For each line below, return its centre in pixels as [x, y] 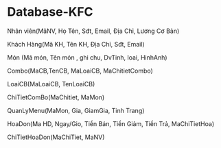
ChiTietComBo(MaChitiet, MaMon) [56, 97]
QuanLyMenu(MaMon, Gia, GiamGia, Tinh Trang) [76, 110]
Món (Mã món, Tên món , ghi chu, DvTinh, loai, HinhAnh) [87, 57]
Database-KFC [50, 12]
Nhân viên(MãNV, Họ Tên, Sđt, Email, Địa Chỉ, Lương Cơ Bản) [93, 31]
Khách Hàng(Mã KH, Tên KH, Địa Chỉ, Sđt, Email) [76, 44]
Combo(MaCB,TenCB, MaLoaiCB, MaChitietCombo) [80, 71]
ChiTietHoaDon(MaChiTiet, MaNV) [56, 137]
